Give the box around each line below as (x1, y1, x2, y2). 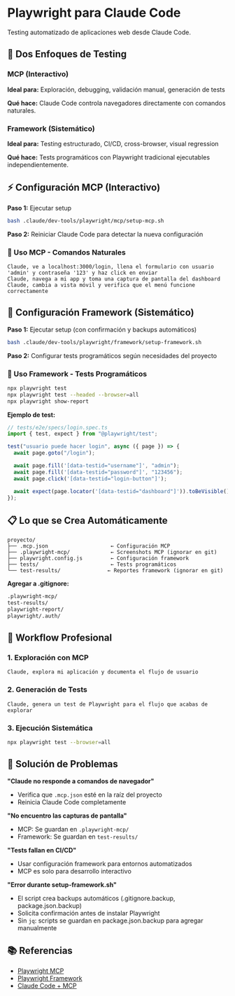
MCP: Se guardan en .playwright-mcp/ (17, 825, 129, 833)
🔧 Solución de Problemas (7, 758, 118, 770)
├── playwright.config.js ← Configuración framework (7, 555, 190, 562)
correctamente (7, 287, 49, 294)
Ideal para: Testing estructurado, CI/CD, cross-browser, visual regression (7, 139, 219, 148)
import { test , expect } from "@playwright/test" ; (7, 430, 158, 438)
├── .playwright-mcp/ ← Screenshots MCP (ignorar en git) (7, 549, 218, 556)
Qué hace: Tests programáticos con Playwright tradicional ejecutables (7, 152, 211, 162)
